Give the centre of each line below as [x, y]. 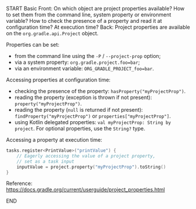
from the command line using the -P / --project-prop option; [87, 56]
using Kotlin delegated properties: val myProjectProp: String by [93, 122]
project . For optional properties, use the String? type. [80, 129]
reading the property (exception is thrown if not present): [83, 97]
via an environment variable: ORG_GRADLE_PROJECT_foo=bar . [84, 68]
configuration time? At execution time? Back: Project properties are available [98, 27]
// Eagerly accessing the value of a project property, [86, 156]
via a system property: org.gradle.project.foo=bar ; [77, 62]
